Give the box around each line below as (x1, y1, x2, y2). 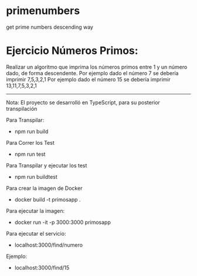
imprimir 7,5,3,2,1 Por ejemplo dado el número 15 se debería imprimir (6, 76, 171, 83)
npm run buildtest (14, 173, 57, 180)
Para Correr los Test (6, 139, 55, 146)
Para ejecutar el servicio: (6, 230, 66, 237)
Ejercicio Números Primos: (6, 44, 139, 57)
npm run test (14, 151, 46, 158)
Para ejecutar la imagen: (6, 207, 65, 214)
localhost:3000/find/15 (14, 264, 70, 271)
